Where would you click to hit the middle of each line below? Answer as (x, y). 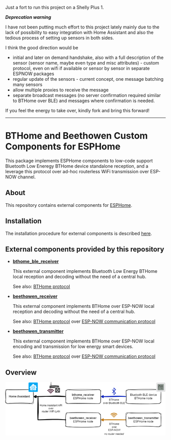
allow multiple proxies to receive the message (61, 90)
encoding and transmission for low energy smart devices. (73, 347)
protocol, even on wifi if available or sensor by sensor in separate (81, 68)
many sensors (27, 84)
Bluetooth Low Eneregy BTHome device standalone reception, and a (77, 166)
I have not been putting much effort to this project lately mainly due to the (82, 27)
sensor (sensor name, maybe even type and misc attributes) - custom (86, 63)
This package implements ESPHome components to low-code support (79, 161)
